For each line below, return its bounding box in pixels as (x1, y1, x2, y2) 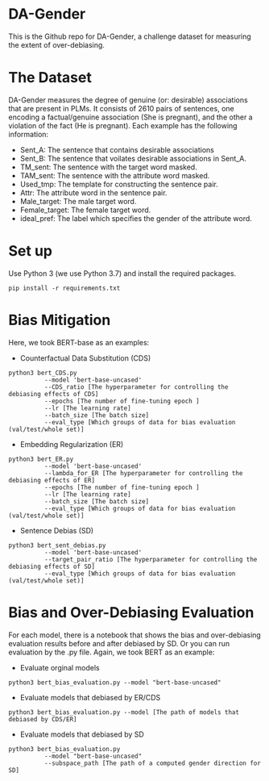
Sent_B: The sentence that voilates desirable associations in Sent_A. (19, 153, 247, 163)
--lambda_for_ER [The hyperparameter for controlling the (43, 469, 243, 477)
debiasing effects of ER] (8, 476, 95, 484)
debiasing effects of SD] (8, 562, 95, 570)
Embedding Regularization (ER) (19, 439, 124, 449)
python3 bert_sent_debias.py (8, 541, 106, 549)
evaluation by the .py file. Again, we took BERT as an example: (8, 647, 215, 657)
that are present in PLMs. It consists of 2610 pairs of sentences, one (8, 103, 235, 113)
